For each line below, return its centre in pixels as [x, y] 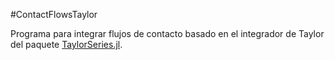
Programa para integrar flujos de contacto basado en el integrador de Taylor [167, 33]
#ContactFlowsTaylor [54, 14]
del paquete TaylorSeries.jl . [66, 44]
